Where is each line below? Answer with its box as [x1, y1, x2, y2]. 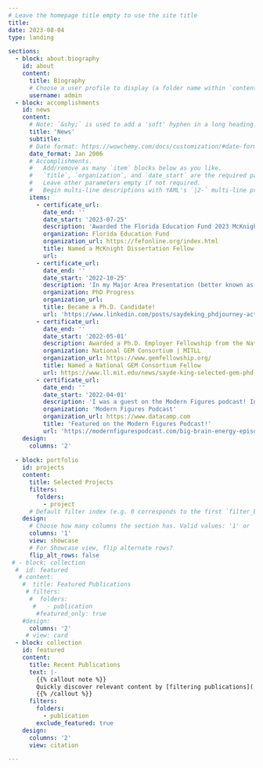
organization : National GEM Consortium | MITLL [42, 347, 201, 355]
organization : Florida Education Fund [42, 230, 170, 238]
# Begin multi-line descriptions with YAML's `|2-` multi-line [28, 186, 247, 194]
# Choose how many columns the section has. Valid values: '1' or [28, 522, 250, 530]
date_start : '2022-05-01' [42, 332, 128, 340]
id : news [22, 106, 51, 114]
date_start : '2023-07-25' [42, 215, 128, 224]
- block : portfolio [15, 456, 79, 464]
